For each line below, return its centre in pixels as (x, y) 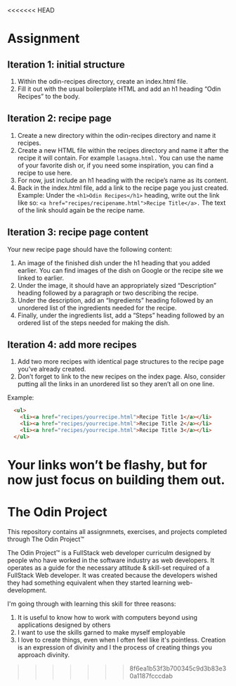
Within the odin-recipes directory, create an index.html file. (103, 81)
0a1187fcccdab (151, 675)
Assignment (44, 39)
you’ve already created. (52, 369)
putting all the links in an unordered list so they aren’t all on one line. (116, 384)
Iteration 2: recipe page (59, 119)
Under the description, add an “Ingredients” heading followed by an (115, 300)
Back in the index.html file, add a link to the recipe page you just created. (123, 188)
